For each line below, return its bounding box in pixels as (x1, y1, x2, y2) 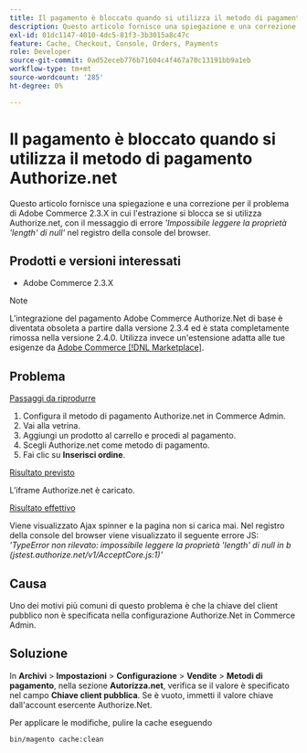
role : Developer (9, 48, 71, 57)
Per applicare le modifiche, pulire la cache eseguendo (9, 716, 213, 727)
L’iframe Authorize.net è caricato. (9, 485, 135, 496)
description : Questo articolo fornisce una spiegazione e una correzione (9, 22, 297, 31)
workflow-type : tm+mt (9, 65, 92, 74)
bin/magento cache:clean (9, 735, 104, 744)
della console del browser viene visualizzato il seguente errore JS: (9, 530, 259, 541)
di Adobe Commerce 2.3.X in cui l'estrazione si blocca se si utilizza (9, 207, 262, 218)
